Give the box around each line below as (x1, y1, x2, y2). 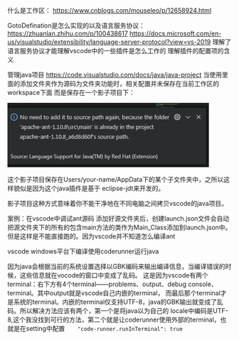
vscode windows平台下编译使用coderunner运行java (7, 247, 159, 256)
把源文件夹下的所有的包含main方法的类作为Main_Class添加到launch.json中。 (7, 223, 232, 231)
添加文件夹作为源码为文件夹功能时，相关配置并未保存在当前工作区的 (19, 79, 219, 87)
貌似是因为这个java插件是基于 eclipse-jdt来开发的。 (13, 184, 165, 192)
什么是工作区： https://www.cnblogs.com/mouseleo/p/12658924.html (7, 6, 212, 14)
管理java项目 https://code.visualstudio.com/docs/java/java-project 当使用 (7, 70, 223, 79)
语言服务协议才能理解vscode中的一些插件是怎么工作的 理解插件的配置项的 (7, 47, 224, 55)
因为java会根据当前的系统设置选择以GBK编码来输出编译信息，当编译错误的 (7, 262, 225, 270)
